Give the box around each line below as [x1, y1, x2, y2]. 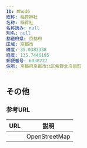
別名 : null [6, 31, 31, 36]
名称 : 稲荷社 [6, 19, 34, 25]
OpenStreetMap [26, 133, 71, 141]
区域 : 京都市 [6, 42, 34, 48]
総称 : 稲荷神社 [6, 14, 38, 20]
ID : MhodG [6, 8, 31, 15]
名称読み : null [6, 25, 40, 31]
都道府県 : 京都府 [6, 36, 42, 42]
